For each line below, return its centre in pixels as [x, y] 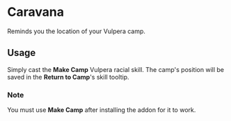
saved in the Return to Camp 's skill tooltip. [69, 77]
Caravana [36, 12]
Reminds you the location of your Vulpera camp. [77, 31]
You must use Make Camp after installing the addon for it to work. [102, 110]
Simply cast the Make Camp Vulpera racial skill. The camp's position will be [116, 69]
